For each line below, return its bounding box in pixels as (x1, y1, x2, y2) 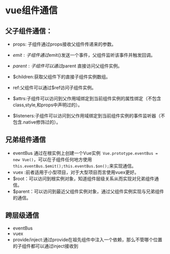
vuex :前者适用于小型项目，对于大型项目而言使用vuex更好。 (12, 169, 139, 175)
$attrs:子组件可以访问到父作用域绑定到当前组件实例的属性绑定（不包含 (12, 96, 161, 101)
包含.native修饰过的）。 (12, 119, 61, 125)
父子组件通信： (5, 27, 53, 35)
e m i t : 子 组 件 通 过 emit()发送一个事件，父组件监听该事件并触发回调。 (12, 52, 156, 58)
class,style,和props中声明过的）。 (12, 102, 83, 108)
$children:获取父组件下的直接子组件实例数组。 (12, 74, 111, 80)
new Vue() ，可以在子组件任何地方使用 (12, 156, 92, 163)
